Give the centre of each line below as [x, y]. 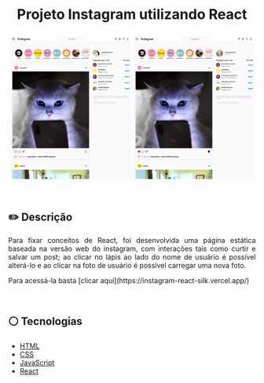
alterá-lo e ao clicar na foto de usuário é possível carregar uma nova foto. [127, 265]
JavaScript [37, 363]
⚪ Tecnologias [45, 321]
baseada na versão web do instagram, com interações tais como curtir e [132, 249]
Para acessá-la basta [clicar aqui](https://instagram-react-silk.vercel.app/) [129, 280]
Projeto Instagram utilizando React [132, 15]
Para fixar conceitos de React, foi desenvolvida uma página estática [132, 240]
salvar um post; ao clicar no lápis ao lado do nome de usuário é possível [132, 256]
